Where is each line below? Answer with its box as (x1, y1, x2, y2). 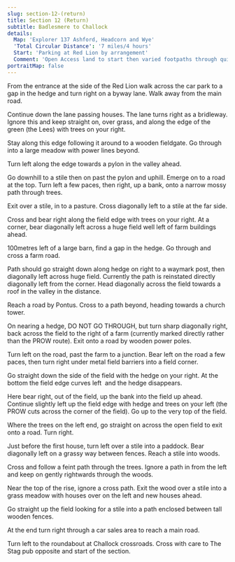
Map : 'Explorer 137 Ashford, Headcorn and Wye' (13, 36, 155, 43)
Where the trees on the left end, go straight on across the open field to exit (7, 420, 222, 429)
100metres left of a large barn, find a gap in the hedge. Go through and (7, 243, 211, 252)
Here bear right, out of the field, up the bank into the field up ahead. (7, 392, 203, 400)
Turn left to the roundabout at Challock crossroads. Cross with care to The (7, 539, 222, 547)
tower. (7, 308, 26, 316)
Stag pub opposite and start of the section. (7, 547, 131, 555)
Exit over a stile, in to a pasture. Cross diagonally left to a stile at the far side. (7, 201, 227, 210)
